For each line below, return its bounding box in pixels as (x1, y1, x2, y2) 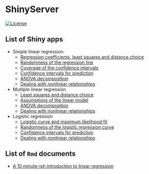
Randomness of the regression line (20, 59, 94, 65)
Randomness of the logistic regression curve (20, 124, 114, 130)
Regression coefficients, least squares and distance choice (20, 54, 144, 60)
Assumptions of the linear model (20, 97, 88, 103)
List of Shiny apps (5, 35, 64, 44)
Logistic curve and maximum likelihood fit (20, 118, 108, 125)
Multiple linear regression (12, 86, 66, 92)
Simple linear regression (12, 48, 64, 54)
